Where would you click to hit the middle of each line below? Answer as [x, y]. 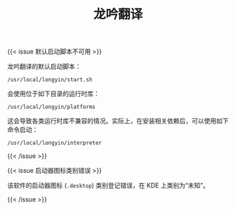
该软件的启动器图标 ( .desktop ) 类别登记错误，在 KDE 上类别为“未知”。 [108, 185]
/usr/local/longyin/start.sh [50, 80]
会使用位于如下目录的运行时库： [53, 94]
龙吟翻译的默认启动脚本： [44, 67]
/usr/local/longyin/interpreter [54, 143]
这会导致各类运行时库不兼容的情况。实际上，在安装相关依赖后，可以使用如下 [118, 121]
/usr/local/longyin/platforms [52, 107]
